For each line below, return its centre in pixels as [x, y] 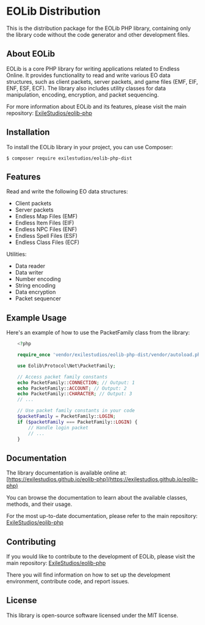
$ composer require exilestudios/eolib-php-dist [69, 158]
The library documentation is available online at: [67, 473]
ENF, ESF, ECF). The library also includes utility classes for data [86, 88]
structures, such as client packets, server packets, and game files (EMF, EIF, [102, 81]
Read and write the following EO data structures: [67, 191]
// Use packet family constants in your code [76, 411]
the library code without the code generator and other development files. [98, 34]
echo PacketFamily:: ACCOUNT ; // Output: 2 [72, 388]
